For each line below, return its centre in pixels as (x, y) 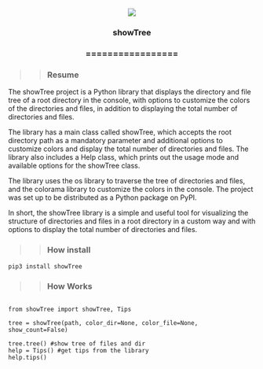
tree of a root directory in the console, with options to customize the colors (129, 100)
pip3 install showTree (45, 266)
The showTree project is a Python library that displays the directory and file (130, 92)
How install (69, 250)
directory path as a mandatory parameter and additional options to (116, 141)
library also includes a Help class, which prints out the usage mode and (124, 157)
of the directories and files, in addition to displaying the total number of (123, 109)
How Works (69, 286)
